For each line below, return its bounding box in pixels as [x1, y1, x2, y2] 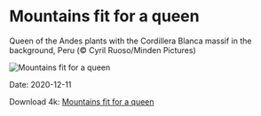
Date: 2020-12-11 [9, 79, 72, 89]
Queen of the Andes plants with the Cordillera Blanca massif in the [9, 35, 252, 46]
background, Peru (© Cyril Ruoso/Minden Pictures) [9, 44, 197, 55]
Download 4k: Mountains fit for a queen [9, 96, 154, 107]
